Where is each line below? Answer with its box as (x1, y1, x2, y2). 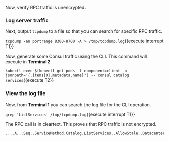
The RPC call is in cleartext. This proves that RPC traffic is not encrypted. (5, 121, 157, 127)
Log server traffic (5, 17, 49, 24)
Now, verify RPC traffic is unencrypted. (5, 5, 87, 10)
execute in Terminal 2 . (5, 59, 52, 65)
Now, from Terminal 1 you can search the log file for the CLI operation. (5, 101, 151, 108)
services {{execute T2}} (5, 77, 54, 83)
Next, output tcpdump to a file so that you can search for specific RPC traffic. (5, 28, 162, 34)
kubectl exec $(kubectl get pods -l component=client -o (5, 68, 127, 74)
